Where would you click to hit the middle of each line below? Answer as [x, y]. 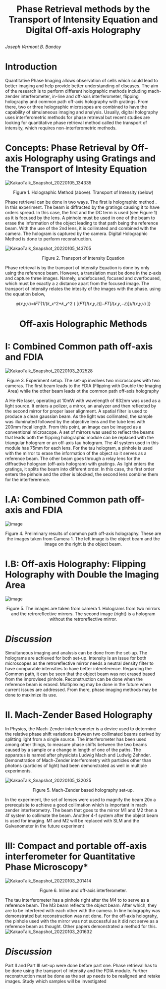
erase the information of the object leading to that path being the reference [82, 223]
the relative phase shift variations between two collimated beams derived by [83, 734]
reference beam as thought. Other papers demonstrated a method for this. [81, 926]
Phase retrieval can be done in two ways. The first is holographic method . [81, 202]
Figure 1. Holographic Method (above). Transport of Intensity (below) [83, 192]
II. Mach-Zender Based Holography [79, 715]
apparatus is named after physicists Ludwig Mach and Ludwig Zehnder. [78, 755]
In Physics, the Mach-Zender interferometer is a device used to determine [81, 728]
